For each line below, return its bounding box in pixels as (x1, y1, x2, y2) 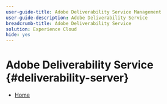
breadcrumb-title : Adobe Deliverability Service (5, 20, 132, 26)
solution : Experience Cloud (5, 26, 77, 32)
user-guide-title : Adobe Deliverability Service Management (5, 9, 162, 15)
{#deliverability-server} (5, 71, 129, 85)
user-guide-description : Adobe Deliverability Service (5, 15, 148, 21)
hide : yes (5, 32, 31, 38)
